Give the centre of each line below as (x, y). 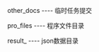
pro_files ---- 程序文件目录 (46, 26)
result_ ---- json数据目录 (43, 41)
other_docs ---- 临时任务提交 (50, 10)
